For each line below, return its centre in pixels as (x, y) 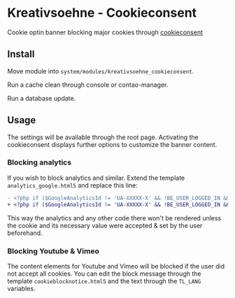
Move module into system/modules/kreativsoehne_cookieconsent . (101, 71)
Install (21, 54)
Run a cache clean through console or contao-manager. (88, 85)
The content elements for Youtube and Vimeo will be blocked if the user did (116, 266)
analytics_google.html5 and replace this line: (73, 185)
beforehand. (25, 233)
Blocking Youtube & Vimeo (53, 251)
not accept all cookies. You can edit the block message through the (104, 274)
